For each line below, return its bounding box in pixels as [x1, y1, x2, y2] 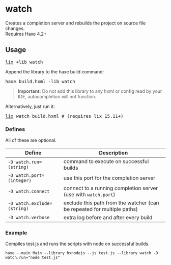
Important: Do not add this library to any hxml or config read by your [17, 88, 162, 94]
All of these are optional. [5, 137, 57, 143]
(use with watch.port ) [63, 191, 116, 198]
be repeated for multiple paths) [63, 206, 138, 213]
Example [5, 229, 27, 236]
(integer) [8, 178, 32, 183]
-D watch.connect [8, 189, 50, 194]
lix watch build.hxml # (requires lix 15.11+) [5, 113, 124, 119]
